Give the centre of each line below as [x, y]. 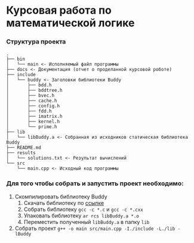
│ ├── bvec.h [30, 96]
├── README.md [24, 148]
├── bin [16, 59]
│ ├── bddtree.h [34, 91]
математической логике [70, 23]
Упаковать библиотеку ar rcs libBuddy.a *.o [81, 216]
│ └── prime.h [32, 127]
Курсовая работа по [59, 10]
